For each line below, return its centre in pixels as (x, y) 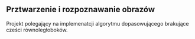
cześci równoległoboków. (37, 30)
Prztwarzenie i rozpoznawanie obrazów (81, 10)
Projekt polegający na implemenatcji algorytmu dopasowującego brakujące (97, 23)
